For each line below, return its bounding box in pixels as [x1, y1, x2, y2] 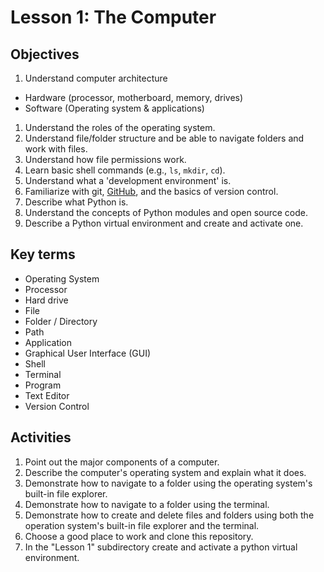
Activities [10, 429, 72, 446]
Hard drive [24, 294, 69, 306]
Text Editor [24, 389, 70, 401]
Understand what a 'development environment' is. [24, 175, 232, 186]
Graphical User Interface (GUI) [24, 347, 152, 359]
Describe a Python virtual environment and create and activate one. [24, 217, 304, 229]
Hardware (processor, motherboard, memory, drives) [24, 92, 244, 103]
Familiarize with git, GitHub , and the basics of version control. [24, 186, 279, 197]
